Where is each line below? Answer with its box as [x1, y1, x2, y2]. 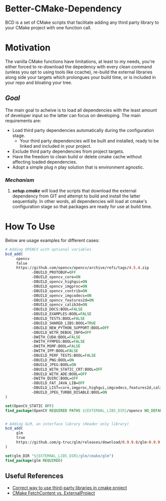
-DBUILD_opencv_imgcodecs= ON [31, 293, 92, 298]
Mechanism [5, 177, 35, 184]
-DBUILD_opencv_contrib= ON [31, 288, 87, 293]
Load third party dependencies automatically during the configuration [12, 127, 154, 133]
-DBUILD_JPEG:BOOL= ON [31, 362, 77, 367]
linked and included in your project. [19, 143, 92, 149]
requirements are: [5, 118, 41, 124]
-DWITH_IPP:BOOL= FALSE [31, 348, 79, 354]
